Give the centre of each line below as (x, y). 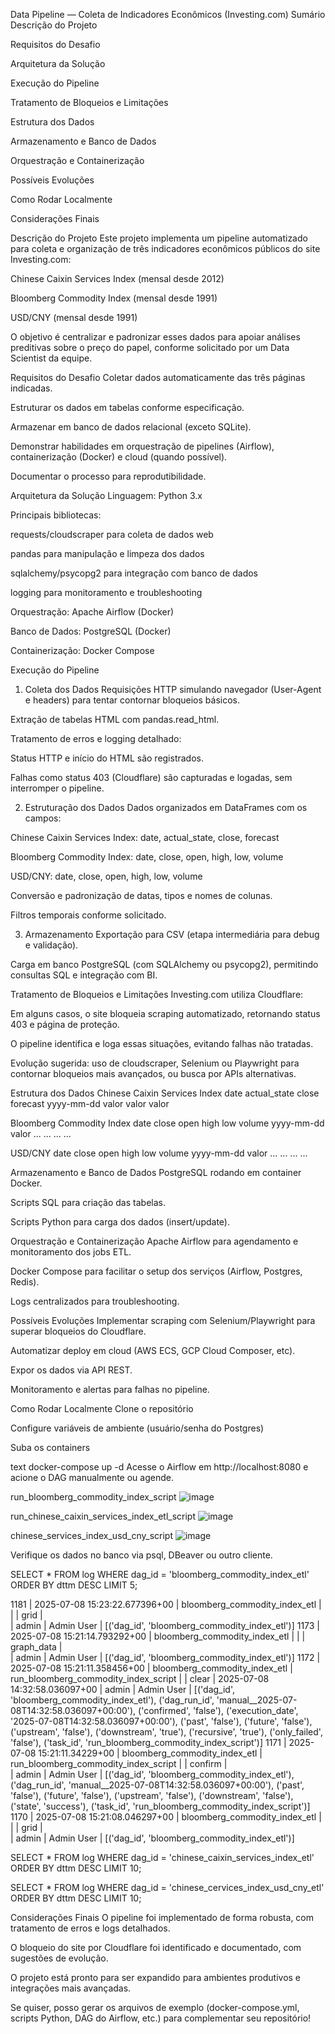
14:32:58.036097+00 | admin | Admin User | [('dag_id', (122, 1689)
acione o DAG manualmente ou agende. (92, 1477)
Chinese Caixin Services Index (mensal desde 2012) (117, 278)
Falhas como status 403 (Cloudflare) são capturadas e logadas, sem (151, 777)
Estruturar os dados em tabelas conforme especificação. (127, 407)
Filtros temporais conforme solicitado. (88, 915)
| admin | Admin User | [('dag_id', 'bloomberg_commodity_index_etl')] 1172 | (165, 1657)
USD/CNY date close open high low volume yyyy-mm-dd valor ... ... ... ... (159, 1153)
